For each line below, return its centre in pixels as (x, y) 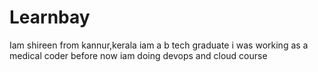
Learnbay (50, 17)
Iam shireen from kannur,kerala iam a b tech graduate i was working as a (159, 45)
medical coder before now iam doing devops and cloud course (138, 55)
